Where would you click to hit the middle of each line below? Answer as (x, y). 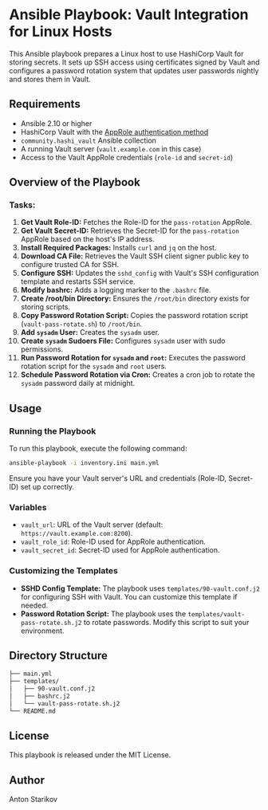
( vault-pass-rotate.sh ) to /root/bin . (81, 324)
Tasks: (22, 205)
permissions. (41, 349)
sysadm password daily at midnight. (78, 383)
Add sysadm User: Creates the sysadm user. (90, 332)
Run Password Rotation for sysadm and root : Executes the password (133, 358)
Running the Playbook (53, 431)
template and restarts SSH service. (78, 281)
